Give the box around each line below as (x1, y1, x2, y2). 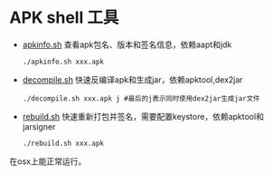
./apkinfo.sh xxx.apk (22, 57, 104, 66)
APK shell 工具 (9, 7, 119, 28)
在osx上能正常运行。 (9, 155, 87, 167)
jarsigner (22, 121, 56, 131)
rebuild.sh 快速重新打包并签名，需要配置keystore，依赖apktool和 (22, 111, 265, 122)
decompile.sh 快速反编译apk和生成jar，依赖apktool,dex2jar (22, 73, 243, 85)
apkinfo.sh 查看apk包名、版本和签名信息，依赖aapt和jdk (22, 39, 232, 50)
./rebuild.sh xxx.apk (22, 139, 104, 148)
